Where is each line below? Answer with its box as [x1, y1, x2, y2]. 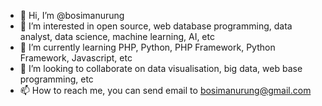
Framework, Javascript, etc [19, 52, 133, 64]
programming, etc [19, 73, 94, 85]
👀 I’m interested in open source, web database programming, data [19, 20, 293, 32]
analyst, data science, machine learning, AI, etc [19, 31, 215, 42]
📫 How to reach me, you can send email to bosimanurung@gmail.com [19, 85, 312, 96]
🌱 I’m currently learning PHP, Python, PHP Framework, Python [19, 41, 276, 53]
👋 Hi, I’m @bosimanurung [19, 10, 125, 21]
